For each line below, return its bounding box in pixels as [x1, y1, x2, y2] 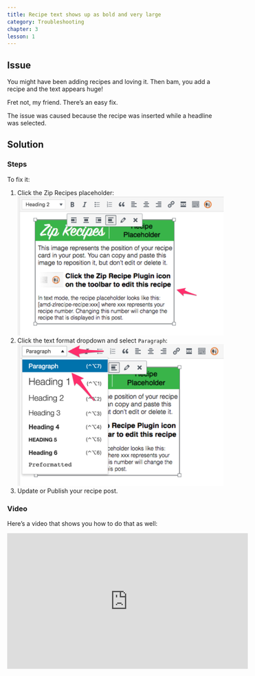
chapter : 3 [7, 25, 38, 32]
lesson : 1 [7, 33, 36, 40]
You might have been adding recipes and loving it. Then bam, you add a [7, 78, 211, 86]
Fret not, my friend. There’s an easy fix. [7, 99, 118, 107]
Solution [7, 139, 44, 151]
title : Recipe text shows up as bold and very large [7, 11, 162, 18]
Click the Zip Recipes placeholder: [16, 188, 115, 196]
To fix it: [7, 175, 30, 183]
